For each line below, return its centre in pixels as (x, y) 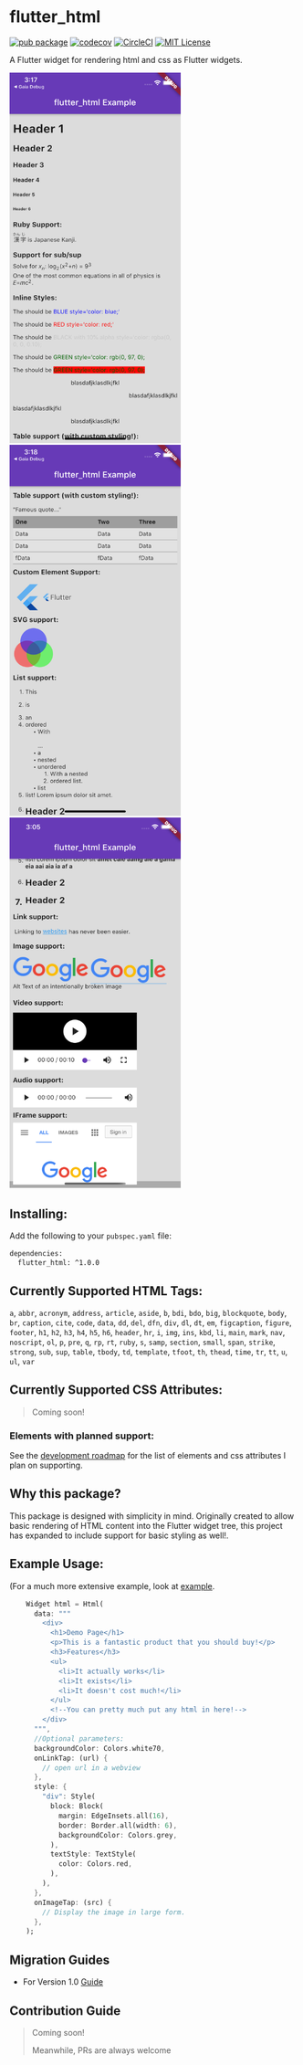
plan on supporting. (47, 1465)
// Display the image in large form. (114, 1912)
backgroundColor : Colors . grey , (118, 1835)
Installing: (39, 1213)
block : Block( (77, 1807)
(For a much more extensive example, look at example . (112, 1586)
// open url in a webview (92, 1768)
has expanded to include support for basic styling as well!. (119, 1535)
